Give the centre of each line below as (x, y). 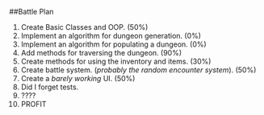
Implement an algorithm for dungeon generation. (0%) (111, 36)
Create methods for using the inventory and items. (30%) (116, 61)
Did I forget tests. (50, 87)
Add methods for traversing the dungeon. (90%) (101, 53)
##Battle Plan (31, 12)
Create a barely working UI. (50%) (78, 78)
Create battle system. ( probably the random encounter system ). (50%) (138, 70)
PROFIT (34, 104)
